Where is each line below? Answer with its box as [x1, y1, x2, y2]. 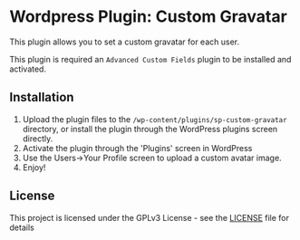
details [9, 222, 34, 233]
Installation [9, 90, 74, 105]
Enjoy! [22, 161, 46, 173]
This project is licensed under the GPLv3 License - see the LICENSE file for [9, 212, 290, 223]
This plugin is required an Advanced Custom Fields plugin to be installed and [9, 53, 292, 64]
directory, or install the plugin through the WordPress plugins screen [22, 123, 278, 134]
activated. [9, 63, 47, 74]
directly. [22, 133, 53, 144]
